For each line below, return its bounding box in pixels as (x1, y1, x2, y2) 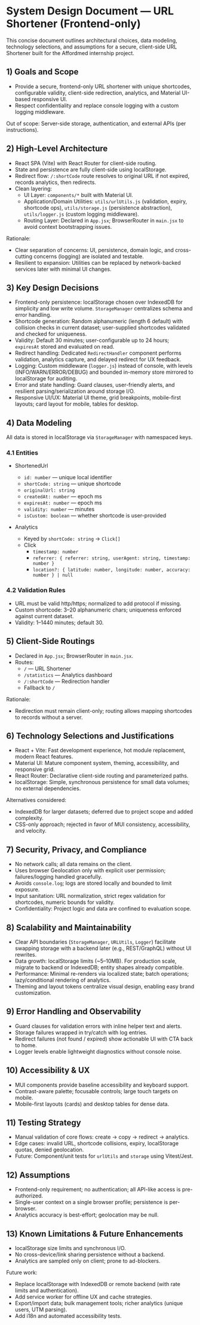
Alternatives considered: (6, 797, 67, 804)
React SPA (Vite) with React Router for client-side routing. (14, 159, 157, 167)
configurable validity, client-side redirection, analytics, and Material (14, 89, 181, 96)
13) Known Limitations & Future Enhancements (6, 1229, 183, 1239)
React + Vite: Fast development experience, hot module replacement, (14, 747, 186, 754)
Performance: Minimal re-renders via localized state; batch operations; (14, 970, 189, 978)
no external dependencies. (14, 785, 81, 792)
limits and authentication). (14, 1287, 79, 1294)
